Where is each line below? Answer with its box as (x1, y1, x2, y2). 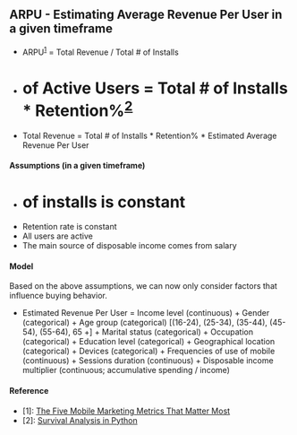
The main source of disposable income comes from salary (21, 240, 237, 251)
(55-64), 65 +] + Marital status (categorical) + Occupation (39, 326, 253, 337)
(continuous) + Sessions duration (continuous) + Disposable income (21, 355, 275, 366)
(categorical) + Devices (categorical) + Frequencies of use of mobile (21, 345, 276, 357)
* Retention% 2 (21, 97, 133, 120)
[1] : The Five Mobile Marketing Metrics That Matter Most (21, 405, 231, 416)
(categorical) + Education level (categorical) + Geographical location (21, 336, 276, 347)
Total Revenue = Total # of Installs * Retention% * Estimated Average (21, 130, 277, 141)
